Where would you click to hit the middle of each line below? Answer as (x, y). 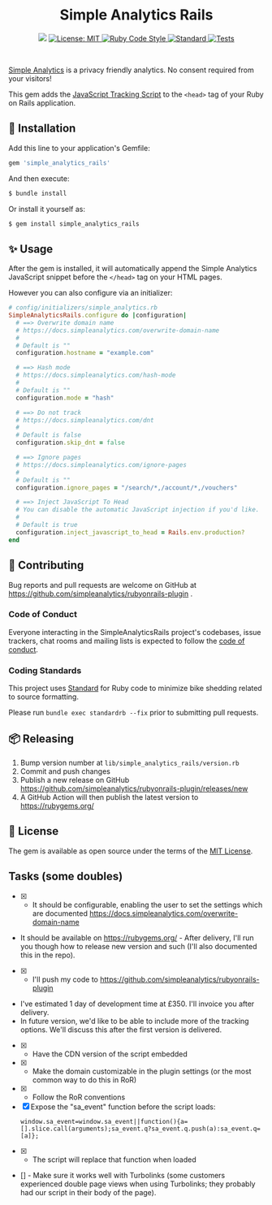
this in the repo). (47, 955)
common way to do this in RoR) (84, 1080)
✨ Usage (31, 249)
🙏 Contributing (46, 566)
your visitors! (30, 78)
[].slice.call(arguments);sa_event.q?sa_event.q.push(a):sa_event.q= (140, 1129)
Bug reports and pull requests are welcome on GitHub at (103, 585)
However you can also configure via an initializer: (91, 293)
